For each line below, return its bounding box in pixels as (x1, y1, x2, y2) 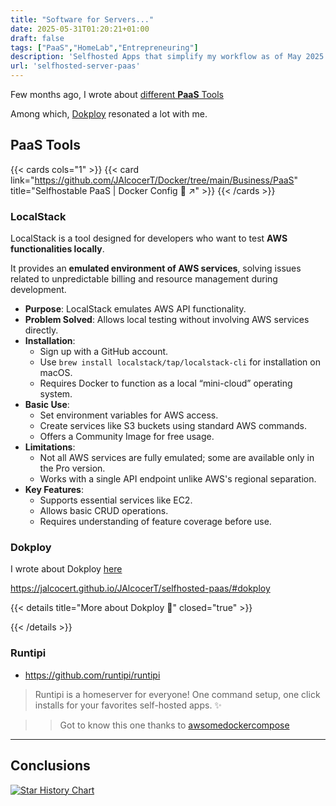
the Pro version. (39, 462, 106, 475)
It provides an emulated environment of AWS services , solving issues (10, 262, 302, 275)
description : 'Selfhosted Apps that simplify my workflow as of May (10, 52, 302, 62)
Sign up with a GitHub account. (39, 346, 169, 358)
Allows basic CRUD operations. (39, 505, 169, 517)
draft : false (10, 33, 65, 43)
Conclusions (10, 757, 91, 775)
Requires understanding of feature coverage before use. (39, 516, 272, 528)
